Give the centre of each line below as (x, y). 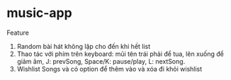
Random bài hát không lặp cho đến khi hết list (84, 46)
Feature (18, 33)
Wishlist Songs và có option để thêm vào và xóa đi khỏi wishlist (109, 69)
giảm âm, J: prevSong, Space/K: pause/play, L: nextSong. (101, 61)
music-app (39, 13)
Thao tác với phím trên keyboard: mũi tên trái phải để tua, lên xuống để (120, 54)
